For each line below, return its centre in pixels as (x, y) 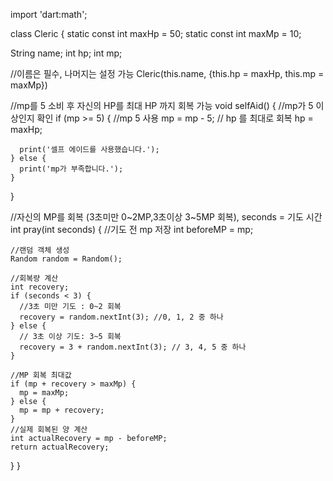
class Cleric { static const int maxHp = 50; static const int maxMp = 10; (156, 33)
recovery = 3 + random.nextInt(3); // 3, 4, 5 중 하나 (133, 347)
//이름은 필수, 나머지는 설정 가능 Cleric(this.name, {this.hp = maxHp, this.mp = (167, 73)
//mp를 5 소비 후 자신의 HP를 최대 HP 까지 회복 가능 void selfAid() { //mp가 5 (162, 105)
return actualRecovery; (60, 447)
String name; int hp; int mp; (66, 53)
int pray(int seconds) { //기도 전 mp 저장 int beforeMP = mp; (132, 229)
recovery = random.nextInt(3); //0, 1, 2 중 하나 (121, 317)
